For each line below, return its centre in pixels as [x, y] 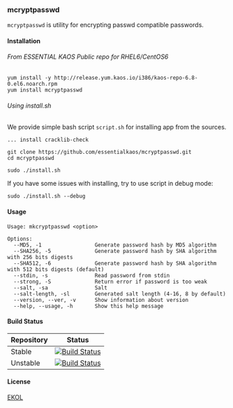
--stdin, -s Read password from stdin [92, 275]
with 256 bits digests [40, 257]
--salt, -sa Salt [61, 288]
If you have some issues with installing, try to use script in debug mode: [110, 184]
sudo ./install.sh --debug [46, 196]
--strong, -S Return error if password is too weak [111, 282]
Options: [20, 239]
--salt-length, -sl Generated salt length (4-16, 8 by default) [120, 294]
